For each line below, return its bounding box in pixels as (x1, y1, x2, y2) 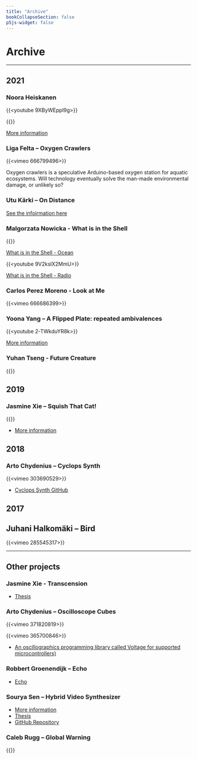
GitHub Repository (14, 718, 60, 725)
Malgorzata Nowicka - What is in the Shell (6, 224, 128, 233)
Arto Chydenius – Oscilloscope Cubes (6, 607, 116, 615)
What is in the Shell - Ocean (6, 248, 74, 256)
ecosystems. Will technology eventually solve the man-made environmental (6, 175, 189, 183)
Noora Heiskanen (6, 93, 57, 101)
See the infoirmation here (6, 210, 67, 217)
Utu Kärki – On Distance (6, 196, 75, 204)
